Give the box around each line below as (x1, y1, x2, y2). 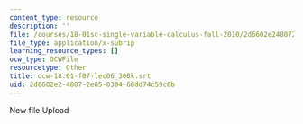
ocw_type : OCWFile (9, 55, 78, 64)
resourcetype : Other (9, 64, 87, 73)
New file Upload (9, 104, 69, 115)
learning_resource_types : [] (9, 47, 119, 56)
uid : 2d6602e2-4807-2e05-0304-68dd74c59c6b (9, 80, 176, 89)
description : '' (9, 22, 70, 31)
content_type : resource (9, 13, 99, 22)
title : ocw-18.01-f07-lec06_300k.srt (9, 72, 151, 81)
